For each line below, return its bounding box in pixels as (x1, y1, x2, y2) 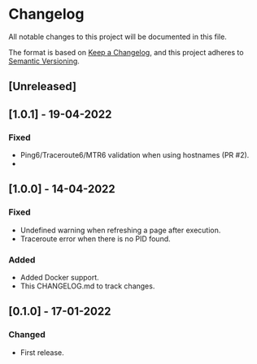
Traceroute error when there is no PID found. (20, 233, 171, 244)
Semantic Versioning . (8, 56, 80, 66)
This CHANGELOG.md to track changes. (20, 281, 155, 291)
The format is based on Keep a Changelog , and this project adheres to (8, 47, 244, 57)
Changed (8, 329, 46, 340)
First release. (20, 347, 64, 357)
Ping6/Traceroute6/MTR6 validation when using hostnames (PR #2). (20, 150, 250, 160)
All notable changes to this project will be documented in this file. (8, 32, 228, 41)
